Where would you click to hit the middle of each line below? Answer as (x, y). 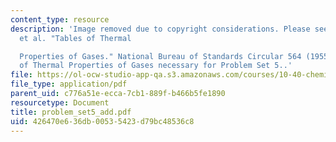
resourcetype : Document (60, 102)
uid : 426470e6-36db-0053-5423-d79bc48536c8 (102, 121)
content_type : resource (60, 19)
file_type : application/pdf (69, 84)
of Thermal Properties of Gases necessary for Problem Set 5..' (156, 66)
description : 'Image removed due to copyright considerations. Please (160, 29)
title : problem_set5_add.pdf (71, 112)
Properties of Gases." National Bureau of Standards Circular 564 (160, 56)
